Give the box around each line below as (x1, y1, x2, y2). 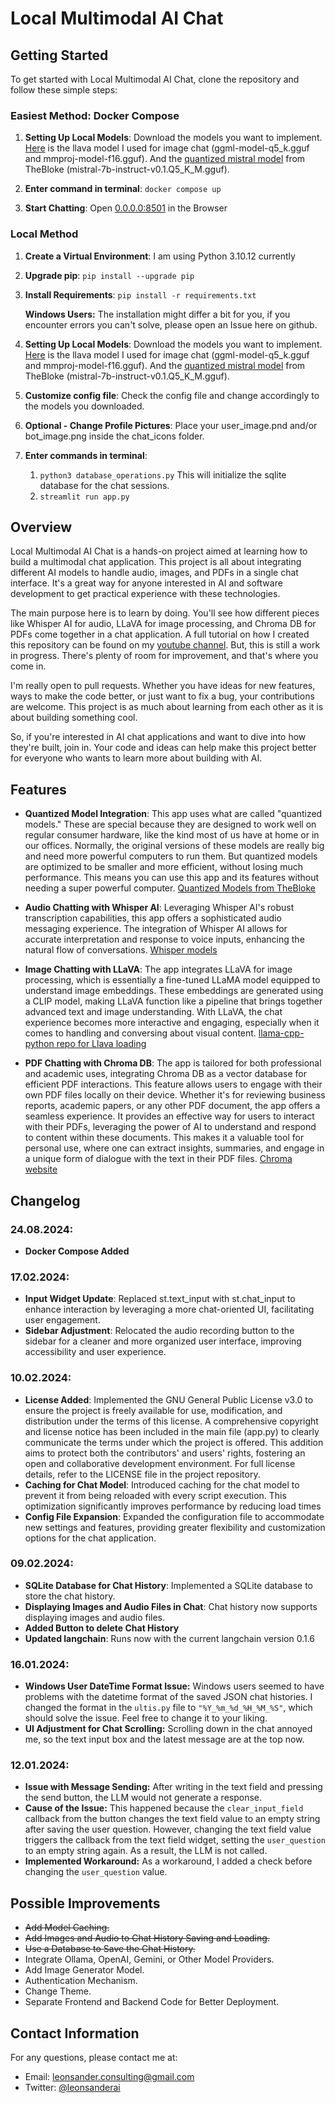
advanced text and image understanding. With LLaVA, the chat (24, 1006, 283, 1018)
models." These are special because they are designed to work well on (24, 818, 317, 831)
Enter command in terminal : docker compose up (24, 183, 222, 195)
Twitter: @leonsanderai (24, 2082, 121, 2094)
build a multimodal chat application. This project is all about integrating (10, 556, 302, 568)
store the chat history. (24, 1590, 116, 1602)
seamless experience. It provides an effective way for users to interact (24, 1110, 315, 1122)
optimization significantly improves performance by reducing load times (24, 1500, 322, 1512)
